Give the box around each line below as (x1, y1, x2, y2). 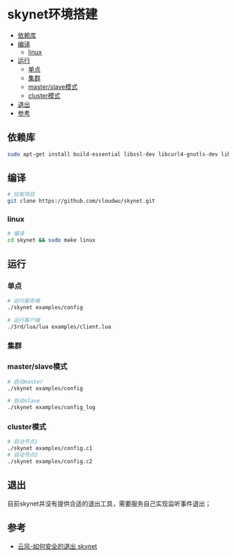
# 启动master (7, 378, 44, 385)
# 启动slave (7, 397, 40, 405)
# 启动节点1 (7, 438, 39, 446)
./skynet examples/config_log (7, 404, 96, 411)
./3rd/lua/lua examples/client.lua (7, 323, 112, 330)
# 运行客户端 (7, 316, 40, 324)
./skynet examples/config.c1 (7, 445, 93, 452)
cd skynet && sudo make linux (7, 237, 96, 244)
